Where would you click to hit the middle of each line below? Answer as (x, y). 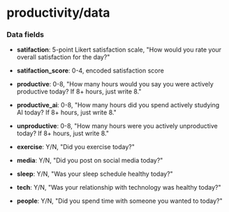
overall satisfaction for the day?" (63, 57)
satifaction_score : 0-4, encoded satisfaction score (90, 70)
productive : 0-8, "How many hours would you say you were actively (115, 84)
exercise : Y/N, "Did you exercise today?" (76, 147)
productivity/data (58, 13)
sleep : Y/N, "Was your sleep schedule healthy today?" (95, 174)
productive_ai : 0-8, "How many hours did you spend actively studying (118, 105)
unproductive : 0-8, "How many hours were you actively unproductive (117, 126)
